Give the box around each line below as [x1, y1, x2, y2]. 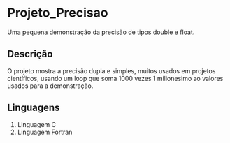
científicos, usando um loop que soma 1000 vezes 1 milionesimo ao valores [7, 74, 224, 82]
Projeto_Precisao [7, 5, 108, 21]
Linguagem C [17, 120, 57, 128]
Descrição [7, 48, 53, 60]
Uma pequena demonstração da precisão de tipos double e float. [7, 28, 195, 36]
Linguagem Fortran [17, 128, 73, 136]
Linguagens [7, 102, 60, 114]
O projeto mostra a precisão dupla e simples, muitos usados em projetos [7, 66, 216, 75]
